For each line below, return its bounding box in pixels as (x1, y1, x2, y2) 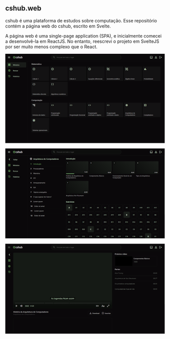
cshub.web (5, 4, 41, 13)
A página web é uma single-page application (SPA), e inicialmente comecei (5, 33, 162, 39)
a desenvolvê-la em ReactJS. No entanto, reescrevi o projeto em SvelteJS (5, 38, 159, 44)
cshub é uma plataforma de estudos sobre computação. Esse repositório (5, 17, 157, 23)
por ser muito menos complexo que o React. (5, 43, 98, 50)
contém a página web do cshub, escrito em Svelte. (5, 23, 111, 29)
